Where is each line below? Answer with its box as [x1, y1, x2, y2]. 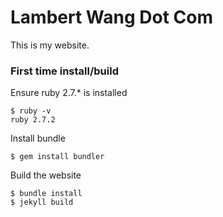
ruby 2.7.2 [10, 115, 56, 125]
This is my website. [10, 39, 90, 51]
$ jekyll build [10, 197, 74, 208]
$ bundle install [10, 189, 83, 199]
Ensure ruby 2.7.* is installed [10, 87, 128, 99]
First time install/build [10, 64, 119, 78]
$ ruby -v [10, 106, 52, 116]
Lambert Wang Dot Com [10, 6, 213, 29]
